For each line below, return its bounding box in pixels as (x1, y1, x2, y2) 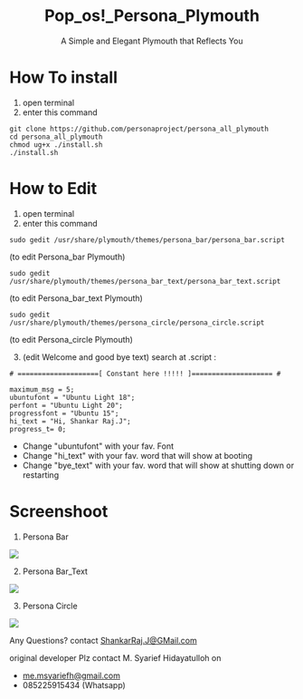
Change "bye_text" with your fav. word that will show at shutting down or (22, 460, 295, 471)
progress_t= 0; (9, 424, 67, 433)
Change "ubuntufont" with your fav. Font (22, 441, 175, 451)
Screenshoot (9, 501, 109, 521)
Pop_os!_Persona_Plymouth (43, 5, 260, 26)
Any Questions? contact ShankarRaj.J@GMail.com (9, 635, 197, 646)
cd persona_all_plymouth (9, 132, 103, 141)
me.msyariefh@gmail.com (22, 670, 120, 681)
